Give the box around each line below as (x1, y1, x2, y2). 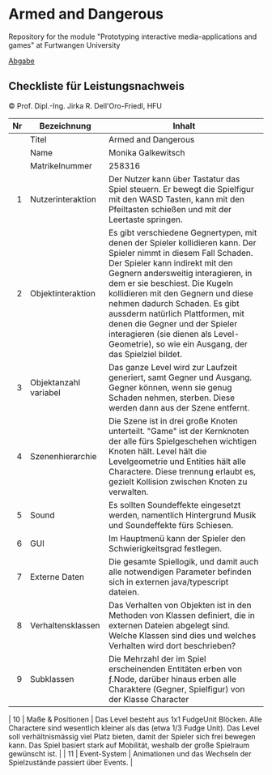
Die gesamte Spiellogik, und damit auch (108, 556, 259, 567)
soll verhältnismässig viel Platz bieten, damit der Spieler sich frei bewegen (8, 731, 257, 741)
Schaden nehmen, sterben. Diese (108, 392, 236, 403)
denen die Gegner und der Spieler (108, 317, 237, 329)
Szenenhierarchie (29, 450, 97, 462)
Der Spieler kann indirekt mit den (108, 257, 233, 268)
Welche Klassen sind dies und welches (108, 629, 257, 641)
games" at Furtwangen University (8, 40, 121, 49)
